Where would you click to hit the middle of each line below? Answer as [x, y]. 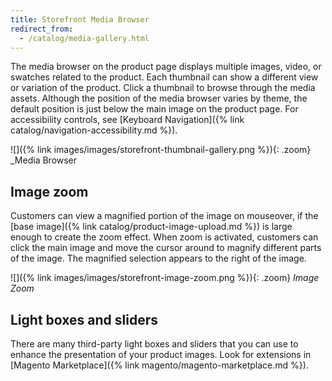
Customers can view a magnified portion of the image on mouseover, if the [164, 216]
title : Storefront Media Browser [80, 19]
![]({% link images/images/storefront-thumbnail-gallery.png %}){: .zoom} [161, 150]
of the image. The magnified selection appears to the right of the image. [158, 258]
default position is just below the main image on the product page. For [154, 109]
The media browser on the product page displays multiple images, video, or [166, 67]
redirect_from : [42, 29]
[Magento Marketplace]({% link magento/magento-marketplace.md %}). [159, 365]
